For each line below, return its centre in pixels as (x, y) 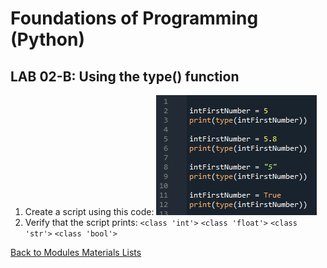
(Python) (47, 39)
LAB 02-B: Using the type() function (125, 76)
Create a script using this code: (89, 211)
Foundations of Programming (134, 18)
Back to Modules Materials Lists (76, 252)
